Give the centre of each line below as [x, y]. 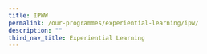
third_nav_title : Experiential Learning [77, 38]
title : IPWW [28, 15]
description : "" [35, 30]
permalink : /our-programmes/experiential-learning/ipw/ [103, 23]
